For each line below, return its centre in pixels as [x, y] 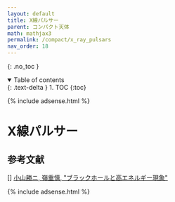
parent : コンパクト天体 [38, 27]
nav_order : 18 [28, 46]
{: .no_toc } [23, 66]
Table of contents [39, 80]
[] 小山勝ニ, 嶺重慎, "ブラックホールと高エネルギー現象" [88, 177]
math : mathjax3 [30, 33]
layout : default [31, 14]
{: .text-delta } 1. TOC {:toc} [47, 87]
